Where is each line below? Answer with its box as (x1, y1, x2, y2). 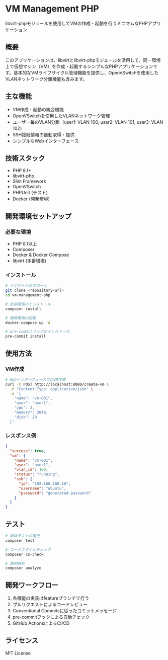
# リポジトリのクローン (5, 283, 47, 288)
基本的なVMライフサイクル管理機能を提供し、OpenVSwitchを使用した (13, 69, 159, 75)
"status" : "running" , (14, 472, 59, 477)
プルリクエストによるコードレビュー (12, 602, 88, 608)
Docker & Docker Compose (12, 252, 69, 258)
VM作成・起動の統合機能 (12, 106, 64, 112)
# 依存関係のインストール (5, 301, 51, 307)
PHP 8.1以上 (12, 241, 37, 247)
